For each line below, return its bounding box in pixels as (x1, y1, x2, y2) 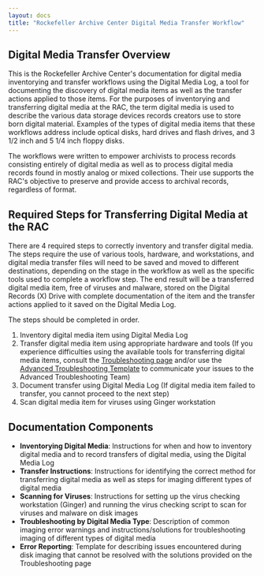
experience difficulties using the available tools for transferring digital (19, 347, 246, 357)
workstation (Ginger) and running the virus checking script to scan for (19, 499, 247, 509)
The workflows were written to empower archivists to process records (8, 151, 236, 161)
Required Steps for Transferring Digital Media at (8, 208, 248, 221)
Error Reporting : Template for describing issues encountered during (19, 541, 242, 551)
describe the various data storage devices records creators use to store (8, 111, 242, 121)
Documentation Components (8, 420, 154, 434)
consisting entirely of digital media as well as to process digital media (8, 159, 234, 170)
